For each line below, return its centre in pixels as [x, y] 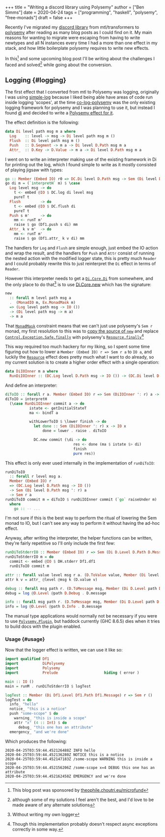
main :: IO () [20, 682]
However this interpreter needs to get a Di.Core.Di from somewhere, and [79, 278]
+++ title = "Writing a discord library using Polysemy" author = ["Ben [75, 7]
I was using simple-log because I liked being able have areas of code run [79, 97]
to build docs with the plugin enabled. [43, 626]
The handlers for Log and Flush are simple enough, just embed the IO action [82, 248]
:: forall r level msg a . [36, 476]
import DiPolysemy [35, 664]
